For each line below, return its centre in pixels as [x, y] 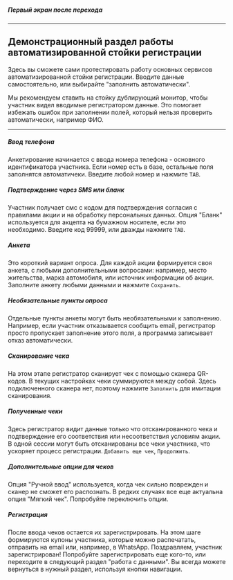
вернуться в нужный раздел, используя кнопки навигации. [95, 569]
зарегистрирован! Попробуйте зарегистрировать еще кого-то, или [107, 554]
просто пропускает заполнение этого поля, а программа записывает [110, 333]
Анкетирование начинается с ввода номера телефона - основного [106, 159]
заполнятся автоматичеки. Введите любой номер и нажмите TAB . [104, 174]
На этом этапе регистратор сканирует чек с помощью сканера [102, 373]
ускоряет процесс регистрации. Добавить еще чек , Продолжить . [99, 451]
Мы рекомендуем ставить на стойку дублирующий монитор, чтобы [108, 98]
